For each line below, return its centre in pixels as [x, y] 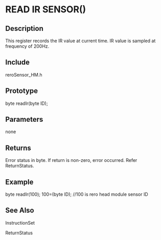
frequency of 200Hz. [27, 46]
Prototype [22, 91]
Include [17, 62]
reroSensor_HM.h [24, 75]
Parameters [24, 119]
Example [19, 182]
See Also [20, 210]
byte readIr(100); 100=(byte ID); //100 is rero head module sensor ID [77, 194]
